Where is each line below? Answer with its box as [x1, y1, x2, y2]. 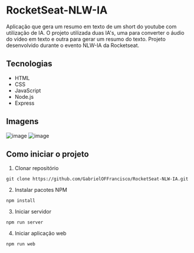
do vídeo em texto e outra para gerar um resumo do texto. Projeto [6, 35, 166, 42]
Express [14, 99, 35, 106]
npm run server [6, 219, 44, 225]
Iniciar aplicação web [14, 230, 67, 237]
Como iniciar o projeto [6, 149, 90, 159]
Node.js [14, 93, 34, 100]
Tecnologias [6, 59, 52, 69]
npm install [6, 198, 35, 204]
